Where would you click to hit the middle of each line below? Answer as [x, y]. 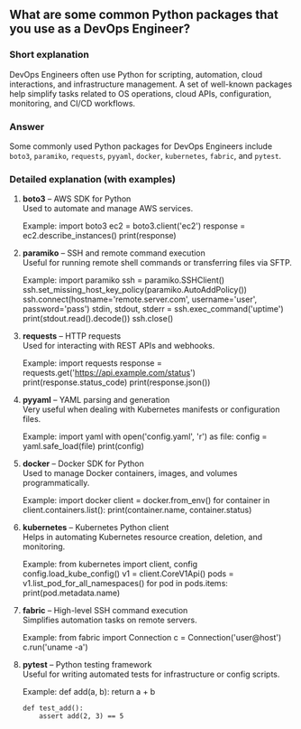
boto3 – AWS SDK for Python [77, 199]
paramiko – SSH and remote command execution [114, 253]
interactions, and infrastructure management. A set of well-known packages [151, 84]
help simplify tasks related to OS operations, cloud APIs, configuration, [141, 93]
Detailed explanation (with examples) [92, 179]
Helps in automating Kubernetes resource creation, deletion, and [142, 537]
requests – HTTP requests [72, 336]
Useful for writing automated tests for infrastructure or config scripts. [151, 674]
